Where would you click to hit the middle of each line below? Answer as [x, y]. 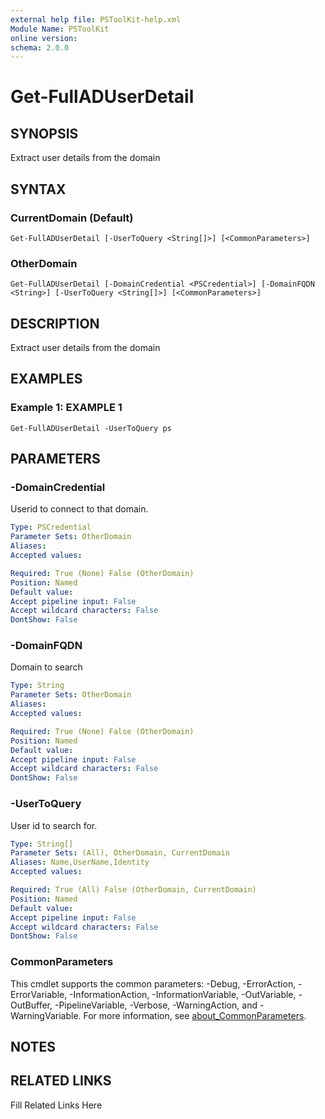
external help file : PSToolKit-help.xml [96, 19]
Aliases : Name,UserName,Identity [80, 862]
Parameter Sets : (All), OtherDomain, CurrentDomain [120, 853]
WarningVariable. [46, 1015]
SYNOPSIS [44, 133]
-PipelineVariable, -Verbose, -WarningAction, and [156, 1005]
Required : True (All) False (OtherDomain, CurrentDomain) [133, 890]
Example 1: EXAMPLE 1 [66, 408]
